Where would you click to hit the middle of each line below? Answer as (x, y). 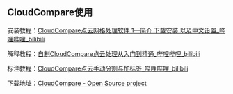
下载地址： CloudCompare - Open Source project (77, 83)
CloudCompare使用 (50, 12)
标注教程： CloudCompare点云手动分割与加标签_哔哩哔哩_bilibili (98, 68)
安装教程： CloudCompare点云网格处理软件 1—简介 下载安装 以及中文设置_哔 (116, 30)
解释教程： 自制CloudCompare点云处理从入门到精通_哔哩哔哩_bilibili (104, 53)
